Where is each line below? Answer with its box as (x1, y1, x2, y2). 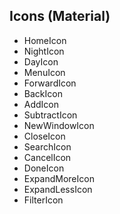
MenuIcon (23, 66, 66, 78)
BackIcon (23, 87, 63, 99)
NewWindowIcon (23, 119, 95, 131)
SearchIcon (23, 140, 72, 153)
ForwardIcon (23, 77, 77, 89)
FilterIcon (23, 194, 64, 206)
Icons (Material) (9, 8, 111, 25)
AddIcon (23, 98, 60, 110)
